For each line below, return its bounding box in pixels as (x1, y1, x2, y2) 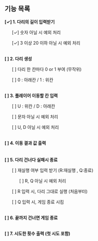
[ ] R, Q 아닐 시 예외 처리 (19, 178, 66, 183)
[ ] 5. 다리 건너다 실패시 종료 (4, 157, 58, 163)
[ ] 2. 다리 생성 (4, 56, 33, 61)
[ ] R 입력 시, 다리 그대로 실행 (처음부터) (11, 188, 88, 194)
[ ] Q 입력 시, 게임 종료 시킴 (11, 199, 65, 205)
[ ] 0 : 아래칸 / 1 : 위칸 (11, 76, 54, 83)
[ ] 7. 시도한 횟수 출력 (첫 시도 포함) (4, 230, 70, 237)
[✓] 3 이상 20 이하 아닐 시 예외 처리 (11, 40, 81, 46)
